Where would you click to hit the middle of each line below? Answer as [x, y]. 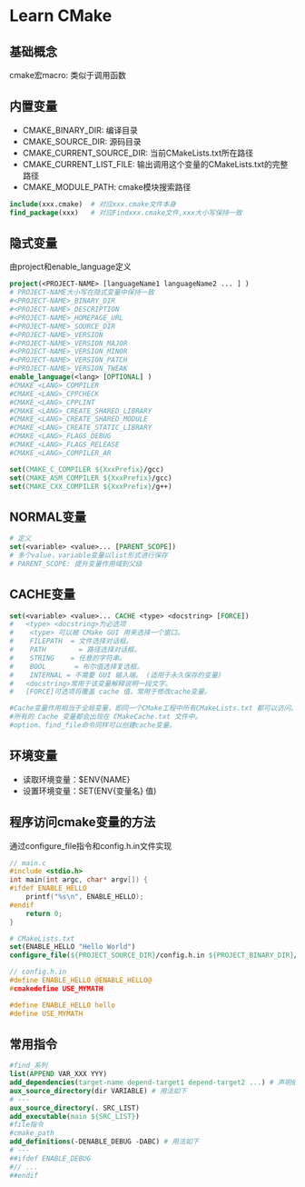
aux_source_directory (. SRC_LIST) [75, 1108]
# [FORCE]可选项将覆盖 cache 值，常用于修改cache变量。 [110, 692]
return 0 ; [44, 913]
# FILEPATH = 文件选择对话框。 [71, 642]
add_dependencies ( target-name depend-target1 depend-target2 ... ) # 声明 [151, 1082]
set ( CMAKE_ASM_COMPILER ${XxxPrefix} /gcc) [91, 478]
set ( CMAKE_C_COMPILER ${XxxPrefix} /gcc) [87, 469]
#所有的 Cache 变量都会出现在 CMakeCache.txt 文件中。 [106, 717]
